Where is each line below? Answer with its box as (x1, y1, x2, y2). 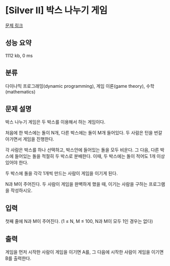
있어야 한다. (5, 159, 29, 165)
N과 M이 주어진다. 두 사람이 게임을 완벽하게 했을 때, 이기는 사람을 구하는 (5, 181, 148, 187)
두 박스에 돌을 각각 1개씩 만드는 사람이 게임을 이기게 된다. (5, 171, 118, 177)
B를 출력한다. (5, 255, 31, 261)
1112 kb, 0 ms (5, 52, 33, 58)
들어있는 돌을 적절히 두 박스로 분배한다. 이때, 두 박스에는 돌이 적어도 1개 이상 (14, 153, 165, 159)
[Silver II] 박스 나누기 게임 (5, 5, 108, 16)
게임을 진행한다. (22, 136, 54, 142)
